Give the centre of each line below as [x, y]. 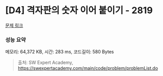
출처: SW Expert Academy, [45, 63]
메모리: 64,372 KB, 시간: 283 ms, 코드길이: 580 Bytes [60, 52]
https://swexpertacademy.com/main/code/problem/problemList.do [88, 68]
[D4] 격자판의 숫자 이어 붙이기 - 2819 [79, 10]
